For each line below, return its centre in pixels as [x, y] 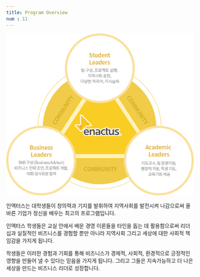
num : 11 [17, 19]
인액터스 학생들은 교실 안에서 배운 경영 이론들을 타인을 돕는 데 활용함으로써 [93, 226]
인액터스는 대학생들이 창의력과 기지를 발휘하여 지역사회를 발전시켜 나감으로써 [95, 206]
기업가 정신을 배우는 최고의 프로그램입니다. [66, 213]
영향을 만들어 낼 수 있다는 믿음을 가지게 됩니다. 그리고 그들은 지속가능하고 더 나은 [100, 261]
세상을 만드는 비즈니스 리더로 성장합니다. [53, 268]
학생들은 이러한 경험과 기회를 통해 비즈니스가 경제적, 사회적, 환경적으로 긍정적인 [98, 253]
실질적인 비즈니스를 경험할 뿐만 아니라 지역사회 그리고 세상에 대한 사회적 [101, 233]
